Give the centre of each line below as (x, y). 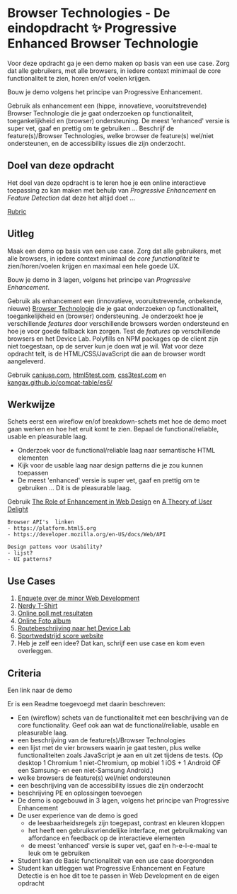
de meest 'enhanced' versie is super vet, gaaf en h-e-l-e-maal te (123, 845)
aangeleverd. (27, 361)
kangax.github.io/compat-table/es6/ (60, 382)
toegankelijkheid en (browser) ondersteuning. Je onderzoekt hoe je (105, 316)
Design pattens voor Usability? (55, 547)
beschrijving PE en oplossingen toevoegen (80, 793)
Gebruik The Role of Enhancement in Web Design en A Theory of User (110, 502)
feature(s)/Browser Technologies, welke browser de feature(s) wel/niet (111, 135)
